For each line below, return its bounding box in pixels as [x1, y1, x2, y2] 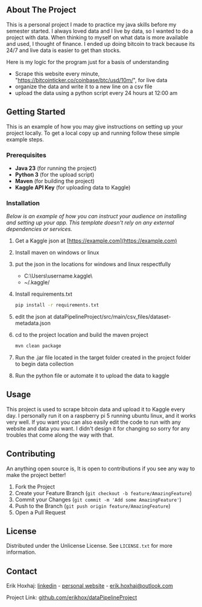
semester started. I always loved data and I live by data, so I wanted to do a [6, 27, 194, 34]
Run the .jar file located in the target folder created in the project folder [14, 354, 191, 361]
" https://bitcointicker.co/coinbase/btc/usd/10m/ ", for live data [14, 76, 168, 83]
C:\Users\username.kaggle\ [24, 272, 93, 280]
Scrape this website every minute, [14, 70, 100, 77]
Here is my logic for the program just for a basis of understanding [6, 58, 169, 65]
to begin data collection [14, 360, 74, 368]
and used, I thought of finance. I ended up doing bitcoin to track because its [6, 40, 195, 47]
